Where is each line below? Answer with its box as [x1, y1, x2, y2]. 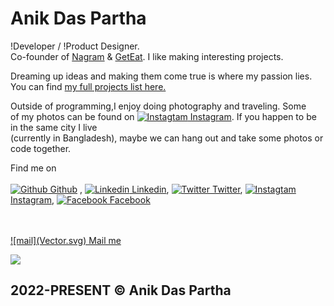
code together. [10, 142, 72, 154]
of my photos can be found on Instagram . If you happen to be [10, 110, 317, 122]
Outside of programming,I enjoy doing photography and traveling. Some [10, 100, 307, 112]
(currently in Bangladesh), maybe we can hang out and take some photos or [10, 132, 324, 144]
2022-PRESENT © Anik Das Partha [10, 282, 232, 299]
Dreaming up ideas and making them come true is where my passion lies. [10, 70, 313, 82]
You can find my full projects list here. [10, 80, 167, 92]
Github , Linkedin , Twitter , [49, 183, 243, 195]
